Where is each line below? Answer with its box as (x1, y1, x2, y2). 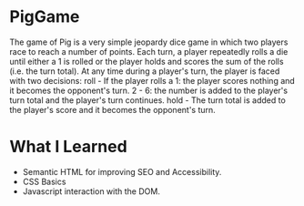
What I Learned (9, 137, 127, 157)
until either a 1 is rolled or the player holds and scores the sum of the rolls (9, 56, 284, 67)
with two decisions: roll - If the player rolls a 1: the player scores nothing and (9, 75, 296, 86)
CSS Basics (22, 176, 66, 187)
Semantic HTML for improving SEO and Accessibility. (22, 166, 222, 177)
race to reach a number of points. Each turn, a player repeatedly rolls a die (9, 46, 289, 57)
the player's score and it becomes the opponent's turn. (9, 104, 216, 115)
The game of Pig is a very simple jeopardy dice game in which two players (9, 36, 289, 47)
